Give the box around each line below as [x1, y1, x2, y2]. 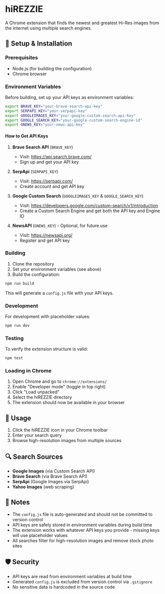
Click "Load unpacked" [12, 389, 60, 395]
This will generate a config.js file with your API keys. [5, 290, 114, 296]
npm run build [5, 281, 35, 286]
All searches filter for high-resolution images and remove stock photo [12, 538, 154, 544]
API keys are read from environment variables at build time [12, 573, 132, 579]
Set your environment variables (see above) [12, 266, 102, 272]
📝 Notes [5, 498, 30, 506]
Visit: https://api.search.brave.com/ [19, 153, 92, 159]
